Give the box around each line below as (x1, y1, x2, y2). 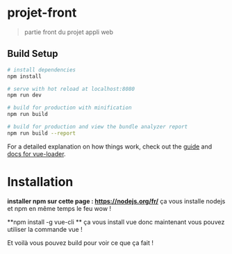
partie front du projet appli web (24, 28, 113, 36)
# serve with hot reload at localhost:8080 (7, 85, 135, 92)
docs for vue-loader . (7, 149, 66, 158)
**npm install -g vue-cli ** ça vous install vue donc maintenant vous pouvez (7, 217, 225, 226)
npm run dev (7, 92, 42, 99)
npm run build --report (7, 130, 76, 137)
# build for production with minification (7, 104, 132, 112)
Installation (7, 173, 74, 189)
